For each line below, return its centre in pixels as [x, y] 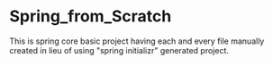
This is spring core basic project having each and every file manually [137, 41]
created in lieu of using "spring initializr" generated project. [119, 50]
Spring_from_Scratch [91, 16]
